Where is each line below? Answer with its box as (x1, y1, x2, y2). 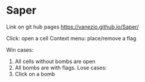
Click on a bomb (14, 70, 55, 77)
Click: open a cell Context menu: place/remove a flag (6, 34, 137, 42)
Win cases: (6, 46, 34, 53)
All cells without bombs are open (14, 58, 95, 65)
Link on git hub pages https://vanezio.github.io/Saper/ (6, 23, 139, 30)
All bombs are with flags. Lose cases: (14, 64, 107, 71)
